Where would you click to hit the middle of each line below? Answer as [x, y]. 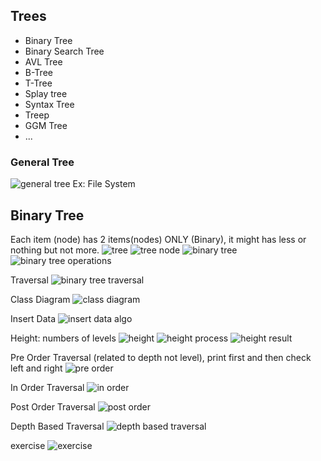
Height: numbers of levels [63, 338]
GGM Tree [46, 125]
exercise [28, 445]
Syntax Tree [49, 104]
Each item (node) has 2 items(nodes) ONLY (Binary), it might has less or [158, 239]
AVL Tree [43, 61]
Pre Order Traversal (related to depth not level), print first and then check [161, 357]
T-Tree [38, 83]
